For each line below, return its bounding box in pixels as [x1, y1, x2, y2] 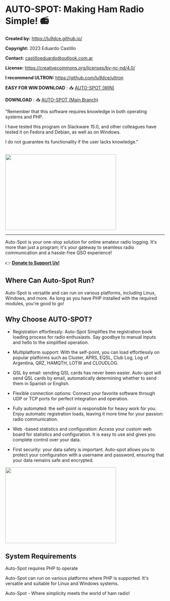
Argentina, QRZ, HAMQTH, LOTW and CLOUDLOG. [12, 360, 119, 366]
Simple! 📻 [5, 15, 50, 27]
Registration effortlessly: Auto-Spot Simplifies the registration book [12, 329, 153, 335]
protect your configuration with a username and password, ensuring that [12, 451, 164, 458]
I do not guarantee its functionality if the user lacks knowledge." [5, 138, 139, 145]
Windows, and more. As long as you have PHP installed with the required [5, 295, 157, 301]
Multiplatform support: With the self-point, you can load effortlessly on [12, 349, 160, 355]
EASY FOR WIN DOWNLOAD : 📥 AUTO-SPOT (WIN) [5, 84, 115, 90]
